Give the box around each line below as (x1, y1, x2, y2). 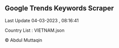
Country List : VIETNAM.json (5, 27, 65, 33)
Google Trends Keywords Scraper (5, 4, 114, 13)
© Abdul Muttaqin (5, 37, 43, 43)
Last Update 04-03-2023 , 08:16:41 (5, 17, 79, 23)
